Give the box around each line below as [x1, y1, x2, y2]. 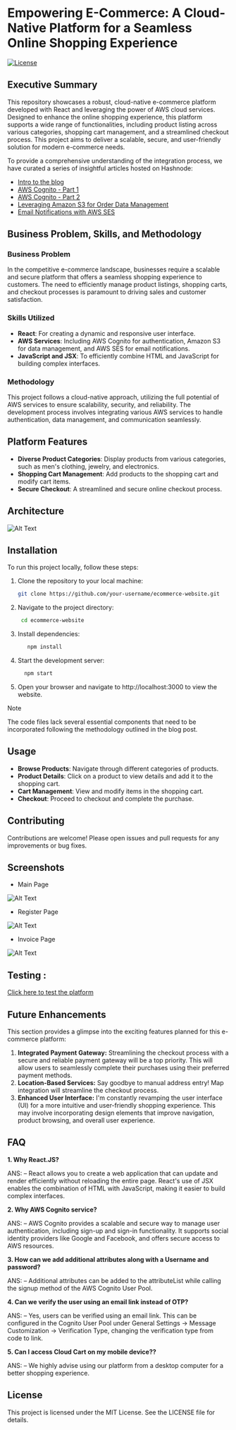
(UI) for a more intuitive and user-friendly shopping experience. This [17, 1101, 216, 1110]
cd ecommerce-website [20, 617, 85, 624]
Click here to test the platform [7, 988, 94, 997]
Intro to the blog [17, 177, 65, 186]
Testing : [7, 969, 47, 981]
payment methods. [17, 1071, 73, 1079]
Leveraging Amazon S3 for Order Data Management [17, 200, 169, 209]
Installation [7, 544, 58, 556]
